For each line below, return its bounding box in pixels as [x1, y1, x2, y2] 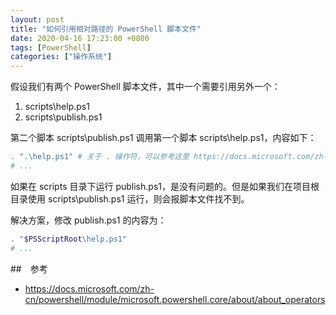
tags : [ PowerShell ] [10, 42, 92, 53]
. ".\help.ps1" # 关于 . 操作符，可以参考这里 [10, 152, 190, 162]
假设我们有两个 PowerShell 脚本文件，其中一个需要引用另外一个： [10, 81, 281, 93]
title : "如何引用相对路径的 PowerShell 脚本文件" [10, 24, 202, 34]
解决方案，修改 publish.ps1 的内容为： [10, 214, 167, 226]
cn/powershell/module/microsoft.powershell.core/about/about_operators [24, 293, 326, 305]
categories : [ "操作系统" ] [10, 52, 113, 62]
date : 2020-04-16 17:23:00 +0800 [10, 33, 150, 43]
